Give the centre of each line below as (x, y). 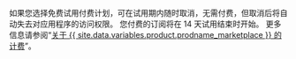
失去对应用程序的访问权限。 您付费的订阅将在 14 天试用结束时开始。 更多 (149, 24)
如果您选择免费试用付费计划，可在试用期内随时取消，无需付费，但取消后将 (144, 13)
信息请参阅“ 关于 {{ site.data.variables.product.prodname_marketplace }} (140, 35)
